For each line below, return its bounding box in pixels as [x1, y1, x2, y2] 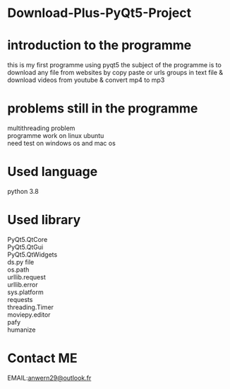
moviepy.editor [7, 310, 51, 319]
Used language [7, 164, 98, 180]
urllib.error [7, 280, 38, 289]
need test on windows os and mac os [7, 139, 116, 148]
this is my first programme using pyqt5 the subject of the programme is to [7, 61, 222, 69]
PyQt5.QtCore [7, 235, 48, 243]
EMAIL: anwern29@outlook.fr [7, 373, 92, 382]
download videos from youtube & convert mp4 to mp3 [7, 76, 165, 84]
